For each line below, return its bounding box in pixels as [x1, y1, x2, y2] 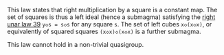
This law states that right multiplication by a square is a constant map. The [7, 6, 218, 14]
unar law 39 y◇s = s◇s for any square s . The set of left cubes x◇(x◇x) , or [7, 20, 212, 28]
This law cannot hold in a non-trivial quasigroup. [7, 41, 144, 48]
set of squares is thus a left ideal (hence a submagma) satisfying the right [7, 13, 216, 21]
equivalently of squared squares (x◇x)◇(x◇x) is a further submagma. [7, 27, 201, 35]
